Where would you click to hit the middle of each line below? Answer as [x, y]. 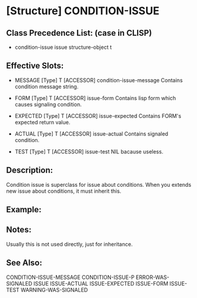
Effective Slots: [35, 66]
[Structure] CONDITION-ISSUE [83, 11]
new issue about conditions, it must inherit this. [64, 191]
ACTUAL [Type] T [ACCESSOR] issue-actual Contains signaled [91, 134]
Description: [30, 170]
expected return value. [42, 122]
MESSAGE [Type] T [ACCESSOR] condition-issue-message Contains [99, 80]
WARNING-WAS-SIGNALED [54, 290]
